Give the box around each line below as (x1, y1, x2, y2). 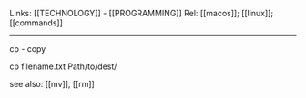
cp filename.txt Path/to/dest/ (9, 61, 117, 72)
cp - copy (9, 44, 46, 54)
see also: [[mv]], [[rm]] (9, 79, 96, 89)
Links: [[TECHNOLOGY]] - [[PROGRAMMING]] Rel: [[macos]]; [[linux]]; (9, 8, 274, 18)
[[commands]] (9, 17, 64, 28)
